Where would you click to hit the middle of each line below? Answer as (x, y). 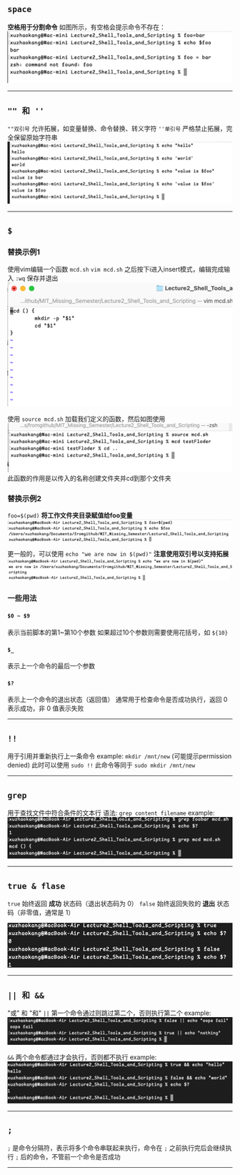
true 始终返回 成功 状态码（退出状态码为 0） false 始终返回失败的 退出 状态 (119, 903)
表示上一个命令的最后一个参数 (51, 666)
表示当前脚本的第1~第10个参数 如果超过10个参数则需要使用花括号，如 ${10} (118, 632)
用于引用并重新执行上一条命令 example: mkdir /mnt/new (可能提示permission (120, 756)
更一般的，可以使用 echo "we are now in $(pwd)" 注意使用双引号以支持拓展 (118, 554)
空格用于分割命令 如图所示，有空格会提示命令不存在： (86, 27)
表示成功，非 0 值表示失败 (46, 708)
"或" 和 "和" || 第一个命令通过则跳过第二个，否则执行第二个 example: (109, 1013)
